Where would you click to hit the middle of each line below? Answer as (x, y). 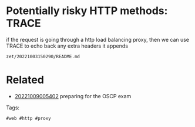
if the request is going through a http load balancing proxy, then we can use (98, 39)
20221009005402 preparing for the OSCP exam (73, 96)
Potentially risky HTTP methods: (87, 11)
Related (25, 80)
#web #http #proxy (28, 118)
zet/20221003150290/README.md (43, 56)
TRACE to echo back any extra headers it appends (67, 46)
